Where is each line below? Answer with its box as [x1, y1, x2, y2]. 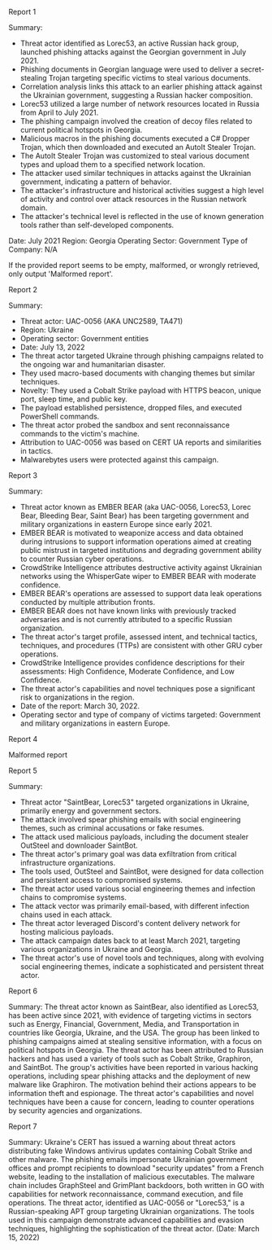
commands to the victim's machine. [19, 429, 140, 438]
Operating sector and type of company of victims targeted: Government [19, 710, 261, 719]
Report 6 [8, 986, 38, 996]
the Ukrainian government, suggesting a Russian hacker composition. [19, 90, 253, 100]
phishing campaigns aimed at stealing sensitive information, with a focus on [8, 1037, 262, 1046]
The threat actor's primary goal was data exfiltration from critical [19, 849, 237, 858]
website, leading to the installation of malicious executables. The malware [8, 1172, 255, 1182]
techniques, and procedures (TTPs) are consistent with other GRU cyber [19, 641, 263, 650]
